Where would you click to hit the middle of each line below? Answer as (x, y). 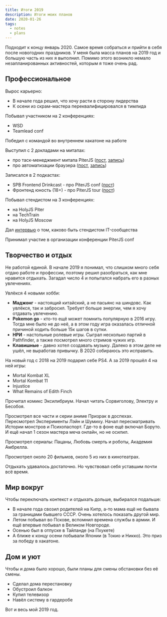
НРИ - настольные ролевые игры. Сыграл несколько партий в (79, 335)
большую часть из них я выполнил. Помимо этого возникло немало (78, 58)
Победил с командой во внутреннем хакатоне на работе (66, 140)
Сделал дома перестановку (42, 584)
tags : (11, 24)
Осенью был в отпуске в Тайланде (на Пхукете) (63, 530)
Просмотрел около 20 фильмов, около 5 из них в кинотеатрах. (72, 457)
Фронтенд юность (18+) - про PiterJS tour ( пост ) (63, 190)
